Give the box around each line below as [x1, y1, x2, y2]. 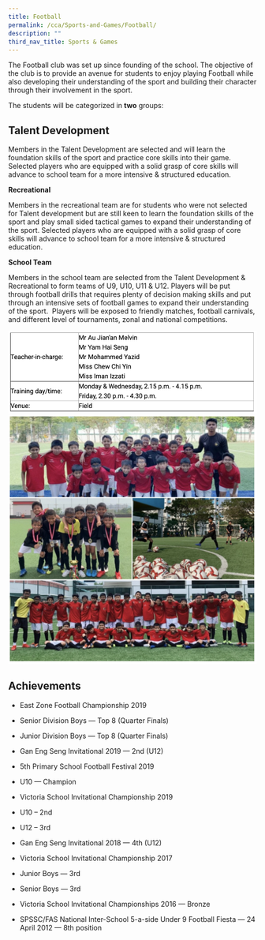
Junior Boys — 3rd [19, 868, 81, 878]
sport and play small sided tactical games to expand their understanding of [8, 217, 252, 227]
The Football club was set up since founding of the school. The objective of [8, 60, 254, 70]
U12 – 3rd [19, 822, 51, 832]
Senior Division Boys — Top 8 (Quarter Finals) [19, 715, 170, 725]
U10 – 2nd [19, 807, 53, 817]
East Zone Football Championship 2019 [19, 700, 147, 710]
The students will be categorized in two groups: [8, 101, 164, 110]
